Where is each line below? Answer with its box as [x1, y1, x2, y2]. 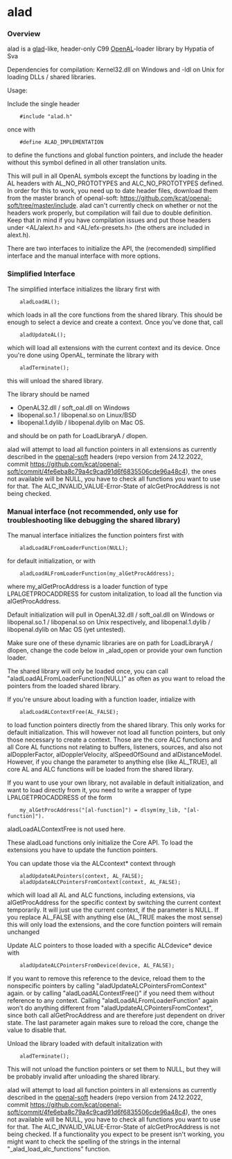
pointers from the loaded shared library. [7, 682, 121, 690]
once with [7, 126, 36, 134]
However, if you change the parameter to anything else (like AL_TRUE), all [7, 758, 217, 766]
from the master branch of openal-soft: [7, 194, 119, 202]
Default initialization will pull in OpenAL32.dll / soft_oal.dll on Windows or [7, 610, 215, 619]
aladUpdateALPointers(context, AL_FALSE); [19, 873, 144, 880]
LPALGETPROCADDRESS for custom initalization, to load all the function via [7, 590, 223, 598]
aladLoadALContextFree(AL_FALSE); [19, 709, 119, 716]
